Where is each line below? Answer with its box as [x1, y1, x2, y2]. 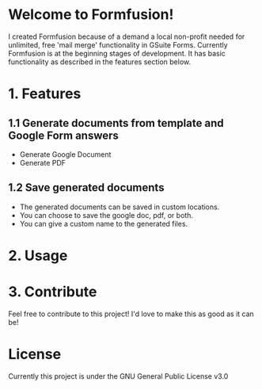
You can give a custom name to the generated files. [19, 219, 188, 228]
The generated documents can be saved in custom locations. [19, 202, 220, 212]
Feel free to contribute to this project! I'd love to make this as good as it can [8, 309, 255, 318]
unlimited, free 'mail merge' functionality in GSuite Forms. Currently [8, 40, 228, 49]
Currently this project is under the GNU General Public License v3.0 [8, 371, 229, 381]
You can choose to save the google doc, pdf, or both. [19, 210, 194, 219]
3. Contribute [8, 283, 97, 301]
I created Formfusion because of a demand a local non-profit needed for [8, 32, 245, 41]
